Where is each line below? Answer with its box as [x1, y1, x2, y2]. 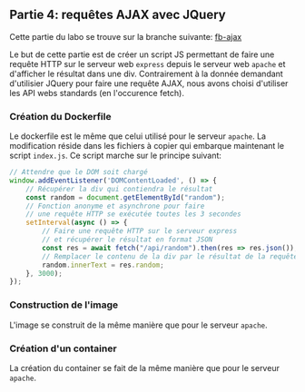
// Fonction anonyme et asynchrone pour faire [25, 201, 205, 211]
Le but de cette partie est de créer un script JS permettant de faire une [9, 49, 275, 60]
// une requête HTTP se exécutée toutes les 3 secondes [25, 210, 242, 219]
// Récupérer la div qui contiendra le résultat [25, 184, 213, 193]
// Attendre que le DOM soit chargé [9, 168, 148, 177]
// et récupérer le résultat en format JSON [42, 235, 213, 244]
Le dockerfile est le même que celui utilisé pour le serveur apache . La [9, 131, 266, 142]
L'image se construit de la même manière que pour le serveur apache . [9, 319, 268, 330]
